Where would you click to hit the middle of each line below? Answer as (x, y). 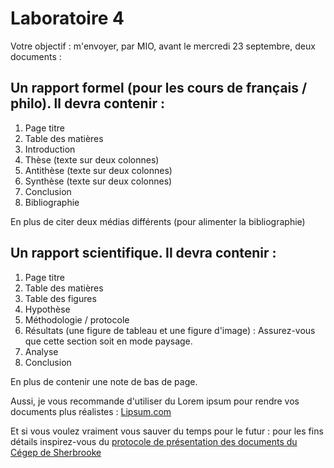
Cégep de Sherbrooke (56, 452)
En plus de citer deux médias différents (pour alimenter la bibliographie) (158, 221)
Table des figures (60, 298)
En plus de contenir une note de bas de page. (104, 381)
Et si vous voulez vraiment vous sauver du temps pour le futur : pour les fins (167, 431)
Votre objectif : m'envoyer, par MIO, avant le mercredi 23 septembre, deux (163, 46)
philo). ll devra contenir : (87, 103)
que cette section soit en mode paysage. (108, 341)
